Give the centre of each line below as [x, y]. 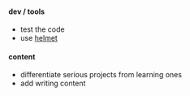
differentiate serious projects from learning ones [101, 75]
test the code [42, 29]
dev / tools [27, 11]
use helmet [39, 38]
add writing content [53, 83]
